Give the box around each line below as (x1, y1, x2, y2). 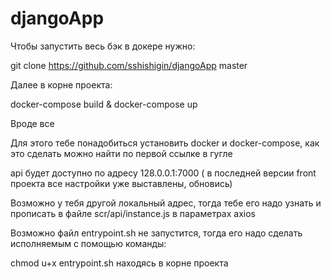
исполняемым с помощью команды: (10, 237, 167, 249)
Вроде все (10, 117, 55, 129)
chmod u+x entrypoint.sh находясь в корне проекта (10, 257, 229, 269)
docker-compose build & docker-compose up (10, 98, 198, 110)
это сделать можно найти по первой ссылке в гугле (10, 147, 233, 159)
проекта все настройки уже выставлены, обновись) (10, 177, 233, 189)
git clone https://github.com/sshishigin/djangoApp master (10, 59, 248, 71)
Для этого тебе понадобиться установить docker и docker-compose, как (10, 137, 320, 149)
